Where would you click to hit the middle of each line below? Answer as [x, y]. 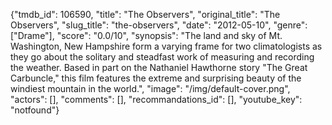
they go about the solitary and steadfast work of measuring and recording [162, 57]
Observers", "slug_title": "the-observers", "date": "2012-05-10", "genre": [159, 25]
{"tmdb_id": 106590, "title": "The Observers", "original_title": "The [145, 14]
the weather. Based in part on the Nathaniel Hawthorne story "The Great [159, 67]
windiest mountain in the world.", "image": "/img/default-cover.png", [150, 88]
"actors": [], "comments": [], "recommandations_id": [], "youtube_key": [156, 99]
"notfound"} [35, 110]
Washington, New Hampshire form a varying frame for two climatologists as [166, 46]
